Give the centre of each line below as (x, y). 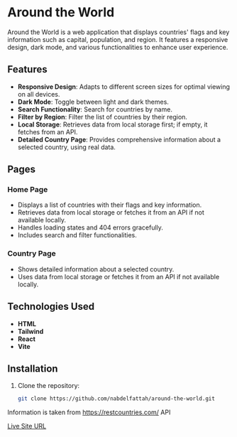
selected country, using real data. (66, 147)
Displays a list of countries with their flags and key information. (110, 205)
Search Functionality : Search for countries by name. (95, 109)
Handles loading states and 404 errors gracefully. (90, 227)
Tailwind (31, 331)
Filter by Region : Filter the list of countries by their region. (103, 117)
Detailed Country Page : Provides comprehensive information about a (119, 139)
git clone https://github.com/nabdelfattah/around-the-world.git (116, 399)
